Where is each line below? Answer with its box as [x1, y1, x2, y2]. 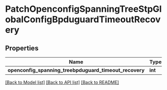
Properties [5, 44, 39, 52]
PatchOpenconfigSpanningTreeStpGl [5, 3, 162, 15]
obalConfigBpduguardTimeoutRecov [5, 14, 161, 25]
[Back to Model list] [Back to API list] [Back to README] [5, 80, 119, 85]
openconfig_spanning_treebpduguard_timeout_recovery [7, 67, 145, 73]
